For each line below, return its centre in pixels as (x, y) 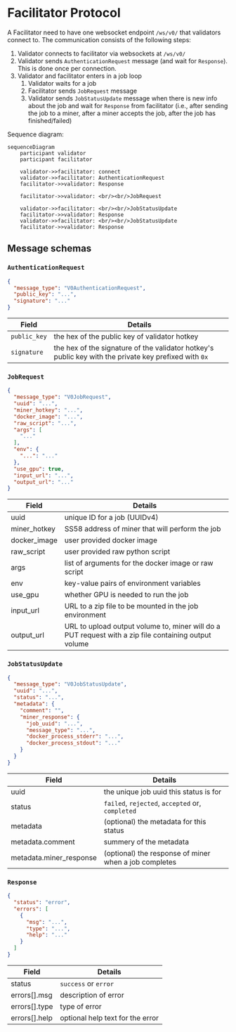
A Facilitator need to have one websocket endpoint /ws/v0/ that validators (114, 32)
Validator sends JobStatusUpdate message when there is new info (123, 98)
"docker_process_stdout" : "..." (73, 743)
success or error (87, 984)
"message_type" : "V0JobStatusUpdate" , (71, 684)
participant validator (53, 153)
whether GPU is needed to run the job (126, 595)
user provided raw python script (117, 551)
